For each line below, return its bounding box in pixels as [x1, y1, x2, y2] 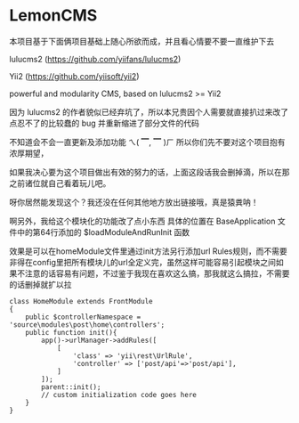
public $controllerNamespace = [25, 313, 141, 321]
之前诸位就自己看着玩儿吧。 [9, 177, 111, 188]
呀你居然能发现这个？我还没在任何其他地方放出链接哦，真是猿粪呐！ [9, 197, 259, 207]
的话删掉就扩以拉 [9, 279, 72, 289]
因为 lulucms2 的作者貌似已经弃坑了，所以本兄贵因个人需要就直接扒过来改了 [9, 106, 289, 117]
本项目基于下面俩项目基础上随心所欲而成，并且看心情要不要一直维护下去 [9, 36, 274, 46]
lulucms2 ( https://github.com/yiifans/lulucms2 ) [9, 53, 182, 64]
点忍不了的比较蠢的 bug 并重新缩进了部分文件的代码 [9, 118, 200, 128]
